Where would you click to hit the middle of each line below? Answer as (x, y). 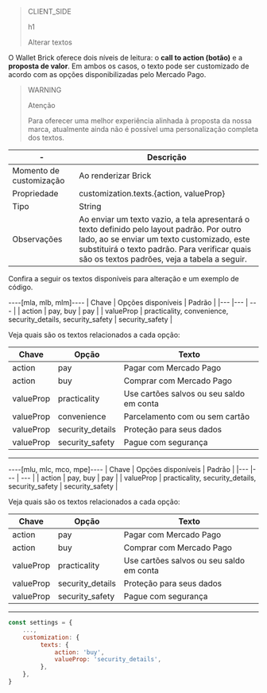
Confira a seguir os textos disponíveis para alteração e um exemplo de (124, 279)
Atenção (41, 105)
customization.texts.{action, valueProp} (152, 194)
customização (39, 180)
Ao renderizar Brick (115, 176)
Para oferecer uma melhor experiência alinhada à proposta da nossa (139, 121)
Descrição (166, 157)
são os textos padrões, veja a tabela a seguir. (163, 259)
